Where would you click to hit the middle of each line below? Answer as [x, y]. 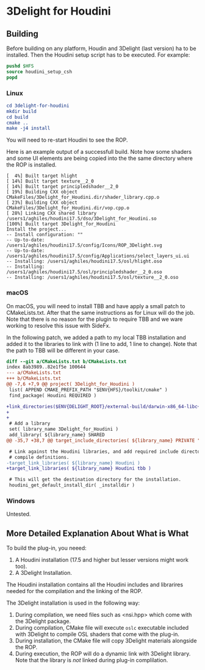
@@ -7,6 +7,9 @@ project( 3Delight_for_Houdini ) [71, 384]
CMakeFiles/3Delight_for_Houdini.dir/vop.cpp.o [68, 208]
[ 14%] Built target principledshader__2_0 [63, 187]
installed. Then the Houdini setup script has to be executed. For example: [98, 55]
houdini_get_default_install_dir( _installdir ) [72, 485]
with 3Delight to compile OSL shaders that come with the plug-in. [97, 634]
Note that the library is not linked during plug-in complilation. [92, 660]
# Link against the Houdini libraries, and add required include [94, 452]
